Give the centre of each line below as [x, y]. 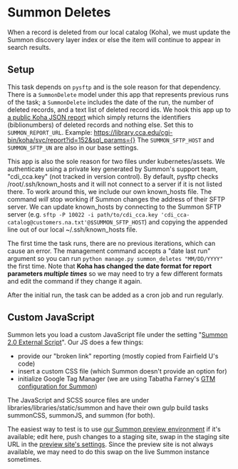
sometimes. [25, 459]
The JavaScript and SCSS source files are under [78, 400]
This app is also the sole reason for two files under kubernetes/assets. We [117, 161]
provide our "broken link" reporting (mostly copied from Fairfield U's [118, 356]
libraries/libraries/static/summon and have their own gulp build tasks [108, 408]
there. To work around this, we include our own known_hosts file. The [110, 191]
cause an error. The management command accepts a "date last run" [109, 251]
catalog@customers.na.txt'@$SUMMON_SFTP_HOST [76, 222]
